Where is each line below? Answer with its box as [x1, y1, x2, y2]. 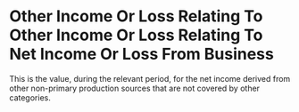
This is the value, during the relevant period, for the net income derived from [9, 73, 291, 84]
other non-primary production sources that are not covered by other [9, 83, 261, 93]
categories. [9, 92, 51, 103]
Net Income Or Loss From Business [9, 44, 274, 64]
